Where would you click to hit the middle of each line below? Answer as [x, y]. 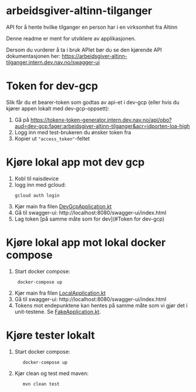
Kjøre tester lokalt [50, 335]
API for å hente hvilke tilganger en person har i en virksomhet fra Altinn [92, 27]
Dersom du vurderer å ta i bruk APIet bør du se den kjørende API [84, 50]
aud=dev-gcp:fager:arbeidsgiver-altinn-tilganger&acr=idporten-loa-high [102, 126]
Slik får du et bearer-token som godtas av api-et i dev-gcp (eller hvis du [93, 102]
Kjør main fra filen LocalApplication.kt [60, 293]
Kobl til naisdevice [37, 178]
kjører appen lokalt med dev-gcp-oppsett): [58, 108]
